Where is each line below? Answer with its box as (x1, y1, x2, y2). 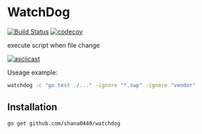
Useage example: (7, 68, 58, 76)
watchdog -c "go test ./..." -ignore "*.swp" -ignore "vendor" (7, 81, 196, 88)
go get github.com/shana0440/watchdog (7, 120, 121, 127)
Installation (7, 101, 58, 113)
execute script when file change (7, 41, 100, 49)
